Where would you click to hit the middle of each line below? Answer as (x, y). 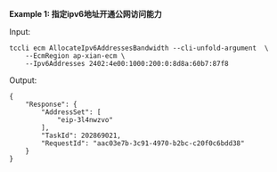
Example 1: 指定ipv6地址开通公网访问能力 (86, 14)
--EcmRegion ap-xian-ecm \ (75, 56)
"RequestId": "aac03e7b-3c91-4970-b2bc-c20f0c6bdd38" (143, 143)
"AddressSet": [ (71, 112)
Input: (20, 32)
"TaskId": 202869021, (81, 135)
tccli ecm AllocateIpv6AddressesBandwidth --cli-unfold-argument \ (139, 48)
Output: (23, 80)
